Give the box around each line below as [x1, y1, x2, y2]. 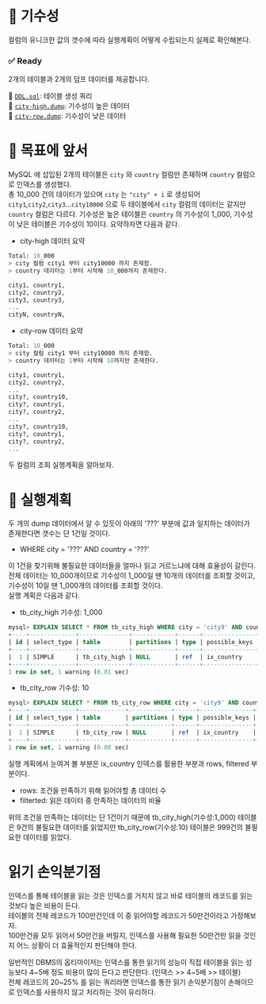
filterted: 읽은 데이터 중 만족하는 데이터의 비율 [19, 795, 161, 805]
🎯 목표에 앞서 [8, 142, 89, 160]
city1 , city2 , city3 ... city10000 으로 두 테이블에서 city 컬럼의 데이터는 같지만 [8, 199, 247, 209]
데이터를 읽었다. [22, 832, 72, 842]
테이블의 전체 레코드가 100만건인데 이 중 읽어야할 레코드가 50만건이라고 [8, 910, 230, 920]
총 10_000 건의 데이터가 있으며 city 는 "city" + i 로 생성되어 [8, 190, 200, 199]
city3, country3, [8, 295, 66, 304]
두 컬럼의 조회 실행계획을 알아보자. [8, 460, 114, 469]
